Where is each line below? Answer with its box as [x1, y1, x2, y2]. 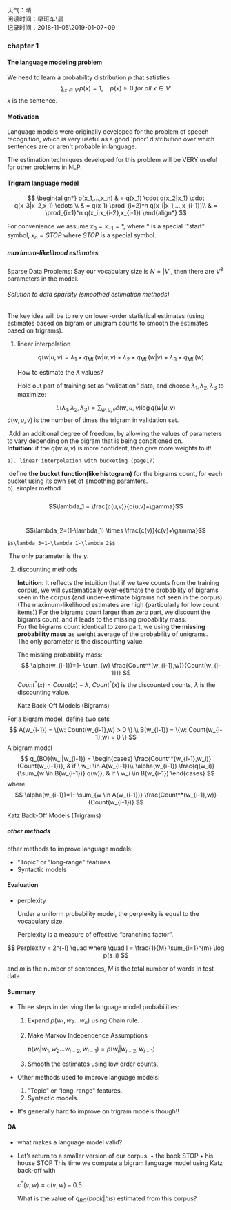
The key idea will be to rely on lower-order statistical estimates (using [7, 311, 205, 319]
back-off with [17, 1166, 56, 1174]
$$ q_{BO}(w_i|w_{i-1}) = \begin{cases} [20, 754, 133, 762]
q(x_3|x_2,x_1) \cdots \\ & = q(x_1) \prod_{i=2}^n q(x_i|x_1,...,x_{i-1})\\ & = [14, 201, 218, 210]
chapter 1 [7, 41, 39, 50]
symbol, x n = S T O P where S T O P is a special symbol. [7, 231, 157, 241]
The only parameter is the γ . [8, 552, 89, 560]
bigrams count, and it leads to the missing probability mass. [17, 615, 187, 624]
